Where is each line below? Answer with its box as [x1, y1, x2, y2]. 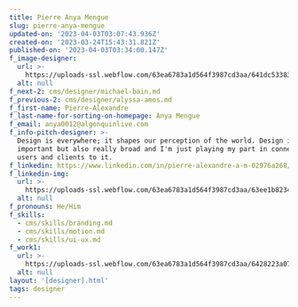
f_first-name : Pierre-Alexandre [9, 104, 129, 112]
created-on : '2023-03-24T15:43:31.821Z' [9, 37, 161, 47]
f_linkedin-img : [9, 169, 69, 178]
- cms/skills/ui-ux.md [17, 235, 101, 244]
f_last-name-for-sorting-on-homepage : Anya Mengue [9, 111, 200, 120]
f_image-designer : [9, 54, 77, 63]
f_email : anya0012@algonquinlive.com [9, 120, 149, 129]
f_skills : [9, 210, 46, 219]
